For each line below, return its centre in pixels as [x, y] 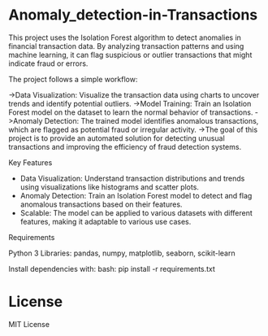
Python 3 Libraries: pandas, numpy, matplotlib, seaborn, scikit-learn [122, 253]
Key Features [30, 162]
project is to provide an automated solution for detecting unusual [117, 138]
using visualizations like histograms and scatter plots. [109, 187]
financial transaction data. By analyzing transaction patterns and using [126, 46]
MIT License [29, 324]
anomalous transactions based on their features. [101, 204]
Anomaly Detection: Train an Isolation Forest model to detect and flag [136, 195]
